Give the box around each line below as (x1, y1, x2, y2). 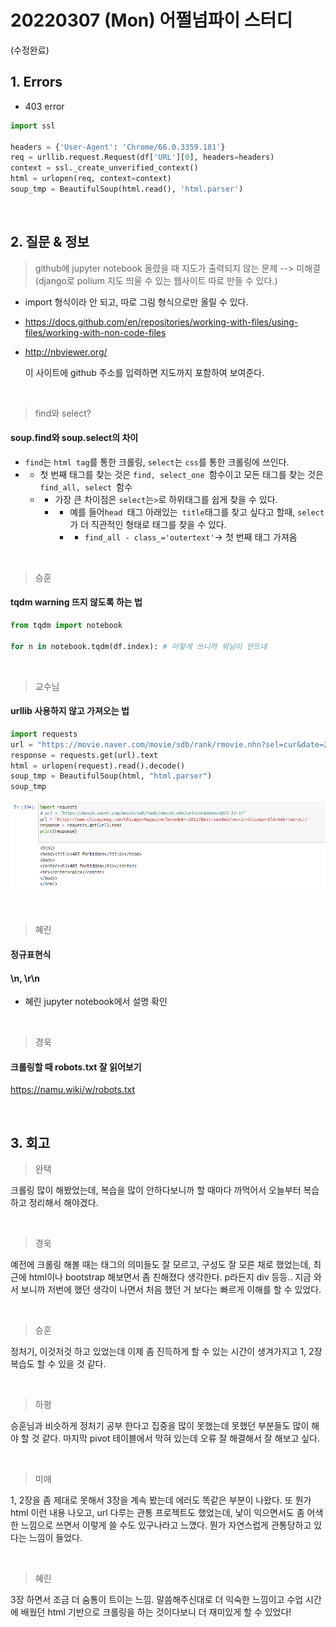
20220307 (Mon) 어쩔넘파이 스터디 (10, 9, 293, 32)
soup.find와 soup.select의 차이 (10, 432, 139, 444)
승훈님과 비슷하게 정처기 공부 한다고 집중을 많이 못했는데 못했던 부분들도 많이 (10, 1420, 310, 1432)
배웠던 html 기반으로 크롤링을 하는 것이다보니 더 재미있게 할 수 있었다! (20, 1606, 292, 1618)
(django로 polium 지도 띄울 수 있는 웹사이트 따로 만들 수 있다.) (34, 274, 278, 286)
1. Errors (10, 74, 63, 91)
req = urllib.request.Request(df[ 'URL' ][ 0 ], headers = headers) (10, 152, 275, 163)
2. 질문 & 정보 (10, 234, 90, 251)
